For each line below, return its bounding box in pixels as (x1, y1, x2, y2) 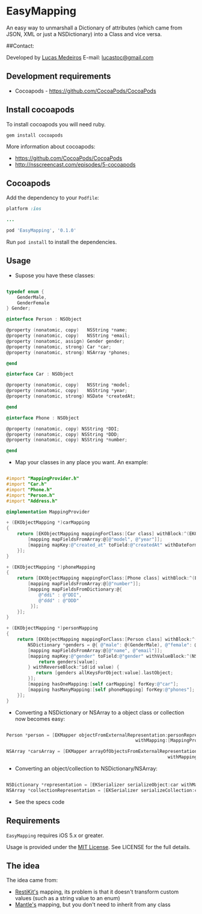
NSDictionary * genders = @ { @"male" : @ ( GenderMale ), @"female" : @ (28, 642, 198, 648)
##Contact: (6, 42, 34, 49)
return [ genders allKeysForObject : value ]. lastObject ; (35, 670, 173, 676)
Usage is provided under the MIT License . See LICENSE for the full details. (6, 843, 191, 850)
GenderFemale (17, 299, 50, 306)
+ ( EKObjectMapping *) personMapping (6, 625, 98, 631)
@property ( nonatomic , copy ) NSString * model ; (6, 382, 130, 388)
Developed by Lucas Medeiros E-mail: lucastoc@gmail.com (6, 54, 154, 61)
